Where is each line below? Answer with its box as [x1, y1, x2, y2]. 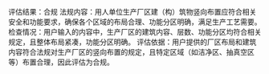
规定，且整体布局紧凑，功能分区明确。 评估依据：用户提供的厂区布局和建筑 [8, 37, 257, 47]
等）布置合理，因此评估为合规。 [8, 57, 114, 67]
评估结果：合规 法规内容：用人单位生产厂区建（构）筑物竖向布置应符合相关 [8, 7, 257, 16]
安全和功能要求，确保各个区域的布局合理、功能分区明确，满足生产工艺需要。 [8, 17, 262, 27]
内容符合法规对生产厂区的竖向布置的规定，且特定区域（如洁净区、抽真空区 [8, 47, 255, 56]
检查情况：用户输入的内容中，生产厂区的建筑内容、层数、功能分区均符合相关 [8, 27, 262, 36]
